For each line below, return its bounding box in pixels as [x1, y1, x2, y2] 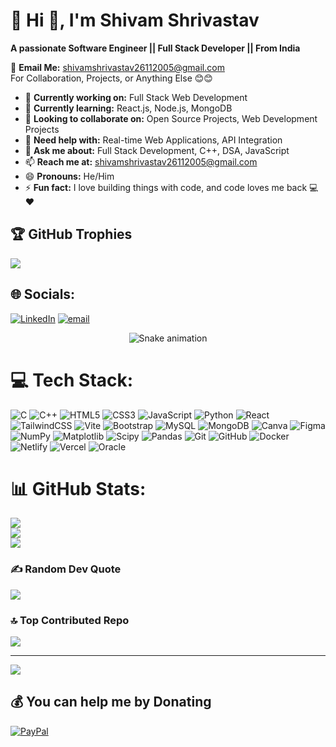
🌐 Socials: [10, 286, 76, 303]
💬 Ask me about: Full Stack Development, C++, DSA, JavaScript [24, 144, 290, 156]
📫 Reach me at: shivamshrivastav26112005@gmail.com [24, 155, 258, 168]
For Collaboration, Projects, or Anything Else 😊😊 [10, 72, 213, 84]
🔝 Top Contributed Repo [10, 613, 130, 627]
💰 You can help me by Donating [10, 694, 212, 711]
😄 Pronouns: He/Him [24, 170, 115, 182]
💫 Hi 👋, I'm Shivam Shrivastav [10, 9, 260, 32]
